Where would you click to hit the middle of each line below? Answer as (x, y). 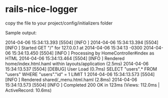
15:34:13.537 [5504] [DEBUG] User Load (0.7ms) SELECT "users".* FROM (81, 69)
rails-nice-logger (41, 9)
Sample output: (21, 32)
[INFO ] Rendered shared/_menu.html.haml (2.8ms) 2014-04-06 (71, 79)
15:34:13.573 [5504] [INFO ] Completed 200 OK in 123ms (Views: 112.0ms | (82, 85)
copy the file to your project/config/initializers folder (59, 23)
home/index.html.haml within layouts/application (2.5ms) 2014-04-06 (77, 63)
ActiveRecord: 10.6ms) (28, 90)
